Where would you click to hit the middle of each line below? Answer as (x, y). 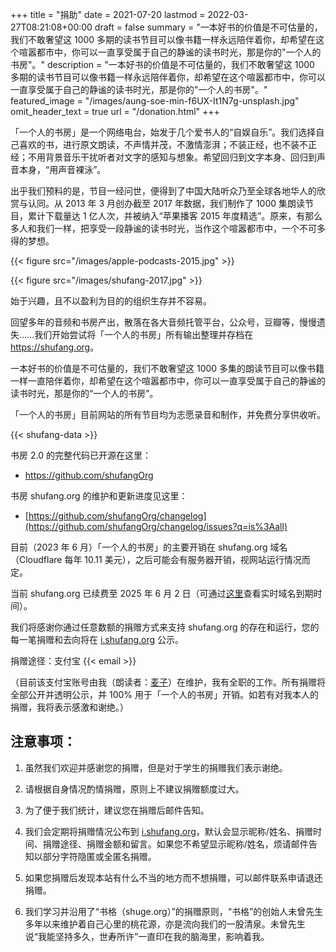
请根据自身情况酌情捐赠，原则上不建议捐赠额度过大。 (134, 789)
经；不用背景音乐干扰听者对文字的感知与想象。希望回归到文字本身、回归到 (163, 157)
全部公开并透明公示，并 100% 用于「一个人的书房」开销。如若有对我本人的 (164, 694)
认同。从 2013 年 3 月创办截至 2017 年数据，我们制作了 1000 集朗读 (166, 203)
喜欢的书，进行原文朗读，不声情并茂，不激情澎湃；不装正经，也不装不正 (167, 144)
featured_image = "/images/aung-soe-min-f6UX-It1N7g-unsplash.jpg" (155, 101)
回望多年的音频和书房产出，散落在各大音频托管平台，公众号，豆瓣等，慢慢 (163, 322)
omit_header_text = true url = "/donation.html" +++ (115, 111)
